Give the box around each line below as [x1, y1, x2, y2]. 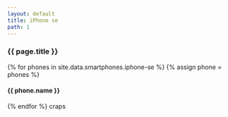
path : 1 [7, 23, 30, 30]
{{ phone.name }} [7, 86, 60, 95]
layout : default [7, 10, 55, 18]
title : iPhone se [7, 17, 59, 24]
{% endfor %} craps [7, 101, 66, 110]
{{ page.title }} [7, 47, 59, 56]
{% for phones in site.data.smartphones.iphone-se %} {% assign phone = [7, 63, 222, 71]
